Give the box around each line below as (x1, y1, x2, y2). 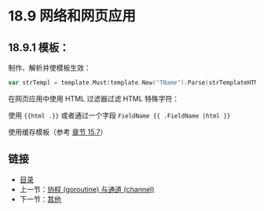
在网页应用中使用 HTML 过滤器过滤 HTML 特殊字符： (8, 93, 179, 103)
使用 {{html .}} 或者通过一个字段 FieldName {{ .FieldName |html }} (8, 111, 231, 120)
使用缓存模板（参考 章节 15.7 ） (8, 127, 108, 136)
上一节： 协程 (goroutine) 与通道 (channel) (19, 184, 155, 194)
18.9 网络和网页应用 (8, 7, 136, 25)
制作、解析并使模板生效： (8, 64, 91, 72)
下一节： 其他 (19, 194, 61, 204)
